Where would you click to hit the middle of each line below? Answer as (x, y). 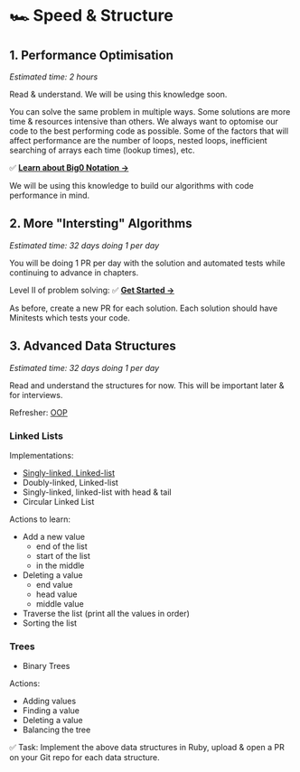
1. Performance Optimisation (92, 55)
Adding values (49, 701)
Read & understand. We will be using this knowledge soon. (118, 94)
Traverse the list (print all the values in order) (106, 613)
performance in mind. (50, 195)
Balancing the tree (56, 730)
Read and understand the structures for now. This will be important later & (147, 385)
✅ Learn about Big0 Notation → (69, 167)
